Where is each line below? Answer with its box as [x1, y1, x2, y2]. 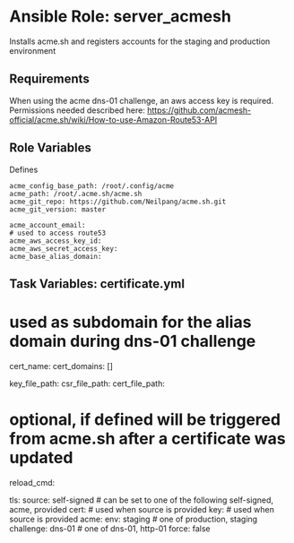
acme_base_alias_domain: [9, 252, 102, 261]
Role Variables [9, 141, 91, 156]
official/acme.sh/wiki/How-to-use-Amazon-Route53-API [9, 114, 218, 125]
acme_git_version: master [9, 204, 106, 214]
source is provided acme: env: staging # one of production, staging [9, 513, 258, 524]
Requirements [9, 72, 90, 87]
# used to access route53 [9, 228, 106, 237]
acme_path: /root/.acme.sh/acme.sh [9, 189, 143, 198]
